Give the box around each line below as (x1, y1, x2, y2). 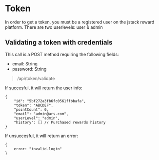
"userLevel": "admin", (14, 116, 60, 120)
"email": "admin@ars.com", (14, 111, 69, 116)
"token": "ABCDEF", (14, 103, 54, 108)
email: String (12, 60, 38, 66)
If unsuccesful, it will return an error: (5, 133, 79, 139)
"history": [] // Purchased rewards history (14, 120, 106, 125)
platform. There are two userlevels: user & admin (5, 24, 103, 30)
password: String (12, 66, 47, 72)
